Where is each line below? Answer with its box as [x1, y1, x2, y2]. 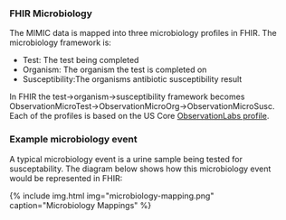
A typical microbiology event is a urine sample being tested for [9, 153, 243, 164]
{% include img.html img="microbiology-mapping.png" [9, 190, 214, 201]
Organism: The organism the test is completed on [22, 64, 207, 75]
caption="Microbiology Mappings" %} [9, 199, 152, 210]
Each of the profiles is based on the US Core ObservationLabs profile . [9, 111, 270, 122]
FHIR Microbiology [9, 7, 93, 20]
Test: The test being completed [22, 55, 139, 66]
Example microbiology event [9, 133, 138, 146]
